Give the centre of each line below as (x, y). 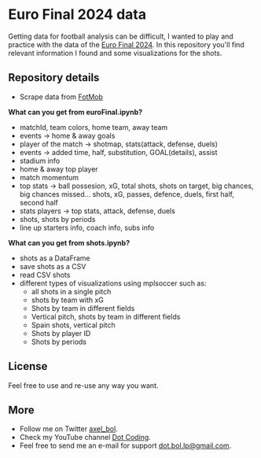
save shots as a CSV (53, 266)
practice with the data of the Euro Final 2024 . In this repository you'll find (127, 44)
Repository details (54, 78)
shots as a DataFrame (55, 258)
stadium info (40, 161)
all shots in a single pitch (71, 291)
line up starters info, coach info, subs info (87, 227)
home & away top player (59, 169)
